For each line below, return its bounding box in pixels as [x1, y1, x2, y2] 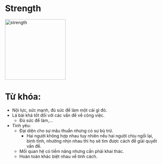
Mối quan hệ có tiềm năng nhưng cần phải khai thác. [19, 148, 124, 154]
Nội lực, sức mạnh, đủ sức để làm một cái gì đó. [12, 107, 107, 113]
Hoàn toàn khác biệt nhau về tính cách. [19, 153, 98, 159]
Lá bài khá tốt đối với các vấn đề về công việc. [12, 112, 105, 118]
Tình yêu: [12, 122, 31, 128]
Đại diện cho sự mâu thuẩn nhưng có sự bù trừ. [19, 128, 114, 134]
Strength [5, 3, 41, 14]
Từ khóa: [5, 91, 41, 102]
